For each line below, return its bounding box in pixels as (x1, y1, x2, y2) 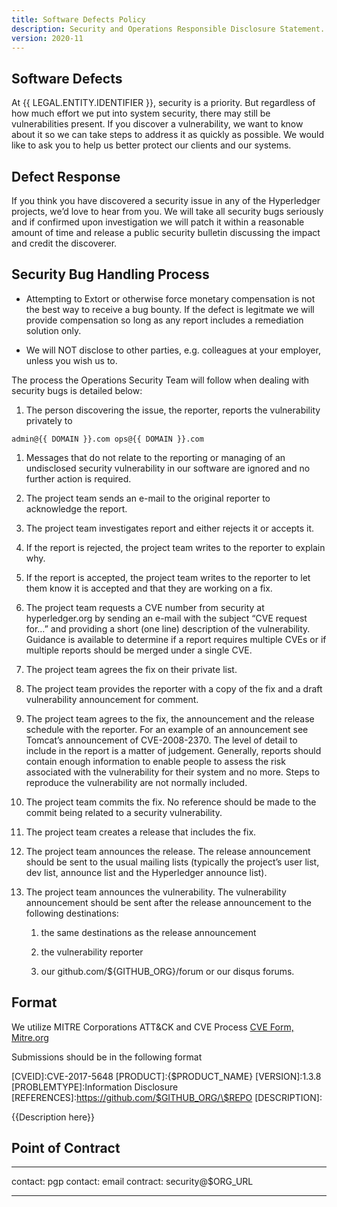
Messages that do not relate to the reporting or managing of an (25, 451, 286, 463)
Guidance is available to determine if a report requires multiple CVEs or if (25, 633, 327, 645)
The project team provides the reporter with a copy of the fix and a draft (25, 682, 323, 695)
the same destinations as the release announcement (40, 926, 257, 938)
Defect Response (11, 168, 121, 185)
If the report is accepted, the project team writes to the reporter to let (25, 571, 311, 583)
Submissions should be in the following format (11, 1051, 203, 1063)
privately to (25, 414, 73, 426)
